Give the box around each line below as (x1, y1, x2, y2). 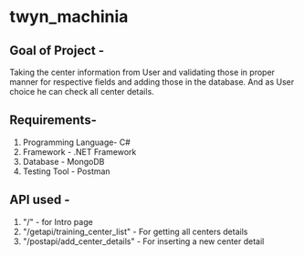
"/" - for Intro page (22, 216, 93, 227)
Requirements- (9, 112, 98, 128)
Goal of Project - (9, 43, 105, 58)
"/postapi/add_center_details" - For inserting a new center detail (22, 235, 265, 247)
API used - (9, 192, 70, 208)
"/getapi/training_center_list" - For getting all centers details (22, 226, 248, 237)
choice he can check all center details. (9, 87, 155, 97)
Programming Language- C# (22, 137, 131, 148)
